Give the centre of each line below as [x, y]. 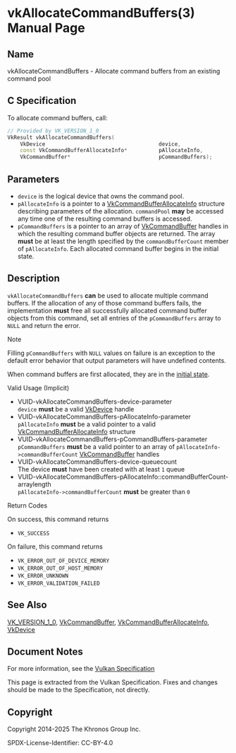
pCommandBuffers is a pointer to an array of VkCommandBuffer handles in [123, 226]
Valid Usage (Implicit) [38, 387]
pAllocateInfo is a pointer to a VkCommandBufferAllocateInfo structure [121, 204]
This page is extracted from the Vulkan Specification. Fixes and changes [113, 682]
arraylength [34, 484]
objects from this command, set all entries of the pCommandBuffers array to [114, 318]
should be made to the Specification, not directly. [79, 690]
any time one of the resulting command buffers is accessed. [105, 218]
